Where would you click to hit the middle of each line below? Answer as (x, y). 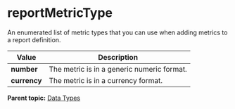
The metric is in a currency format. (106, 80)
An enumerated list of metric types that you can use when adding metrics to (118, 32)
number (24, 69)
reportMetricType (60, 13)
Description (118, 57)
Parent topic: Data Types (44, 98)
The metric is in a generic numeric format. (118, 69)
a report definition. (34, 39)
